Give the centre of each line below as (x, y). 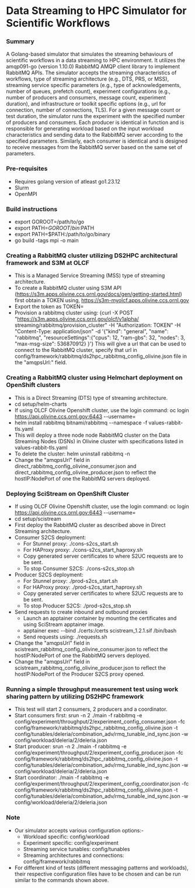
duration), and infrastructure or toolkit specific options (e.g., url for (86, 104)
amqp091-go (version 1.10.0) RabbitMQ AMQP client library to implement (93, 67)
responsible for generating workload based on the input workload (85, 129)
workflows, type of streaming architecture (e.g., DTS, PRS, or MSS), (88, 79)
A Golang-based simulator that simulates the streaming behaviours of (90, 54)
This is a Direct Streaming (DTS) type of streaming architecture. (91, 398)
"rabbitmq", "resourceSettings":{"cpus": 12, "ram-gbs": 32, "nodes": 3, (100, 338)
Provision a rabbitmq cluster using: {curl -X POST (74, 313)
